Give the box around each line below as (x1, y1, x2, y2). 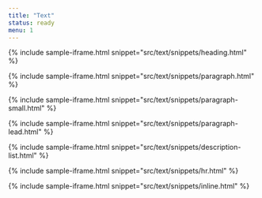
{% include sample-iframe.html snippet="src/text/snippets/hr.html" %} (8, 166, 239, 176)
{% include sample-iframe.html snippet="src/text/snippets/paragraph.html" (8, 72, 255, 81)
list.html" (8, 151, 37, 160)
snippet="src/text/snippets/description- (111, 143, 241, 152)
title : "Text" (8, 11, 55, 20)
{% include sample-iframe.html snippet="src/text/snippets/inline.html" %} (8, 181, 250, 191)
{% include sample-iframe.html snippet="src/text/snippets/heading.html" (8, 48, 247, 58)
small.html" (8, 103, 45, 113)
